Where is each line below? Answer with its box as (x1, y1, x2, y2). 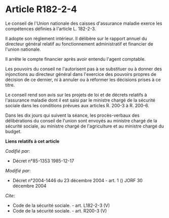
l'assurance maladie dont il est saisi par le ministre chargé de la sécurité (5, 97, 155, 103)
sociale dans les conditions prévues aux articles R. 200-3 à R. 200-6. (5, 102, 149, 108)
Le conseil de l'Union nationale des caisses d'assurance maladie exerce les (5, 20, 162, 26)
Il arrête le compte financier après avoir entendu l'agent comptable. (5, 56, 146, 62)
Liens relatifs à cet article (5, 138, 60, 144)
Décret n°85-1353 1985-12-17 (12, 158, 74, 164)
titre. (5, 82, 15, 88)
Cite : (5, 192, 15, 198)
